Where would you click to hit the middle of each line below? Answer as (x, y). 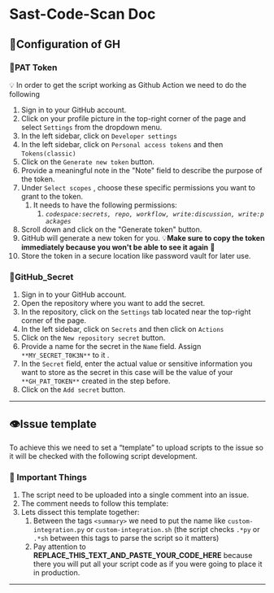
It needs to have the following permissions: (105, 205)
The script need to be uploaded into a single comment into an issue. (135, 495)
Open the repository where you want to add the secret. (113, 303)
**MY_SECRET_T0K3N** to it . (65, 355)
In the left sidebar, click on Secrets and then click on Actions (122, 329)
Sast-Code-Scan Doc (83, 14)
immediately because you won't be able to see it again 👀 (118, 247)
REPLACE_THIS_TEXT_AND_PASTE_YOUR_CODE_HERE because (143, 556)
